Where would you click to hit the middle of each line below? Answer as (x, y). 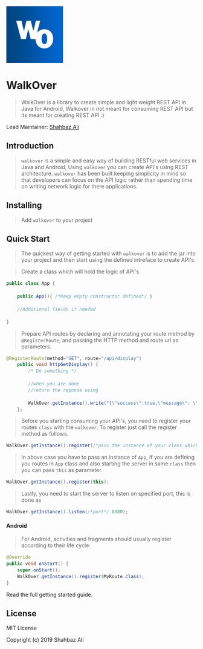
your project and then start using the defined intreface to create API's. (108, 260)
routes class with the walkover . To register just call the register (99, 427)
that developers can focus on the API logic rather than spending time (107, 180)
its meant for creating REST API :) (63, 115)
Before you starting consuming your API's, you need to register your (106, 421)
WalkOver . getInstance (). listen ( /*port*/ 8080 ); (67, 512)
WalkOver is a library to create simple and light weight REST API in (103, 102)
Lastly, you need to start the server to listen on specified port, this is (106, 494)
